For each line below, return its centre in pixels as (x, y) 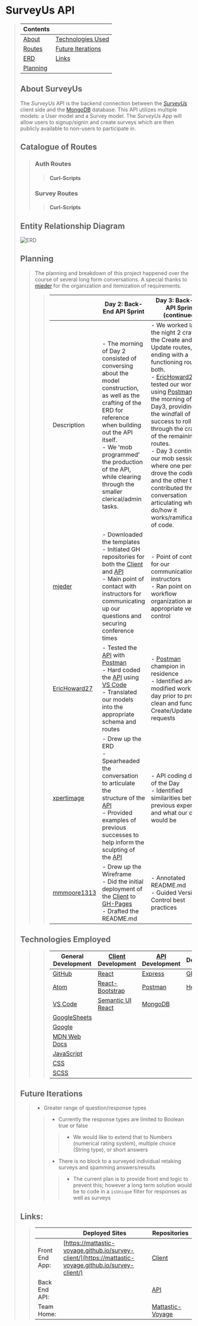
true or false (73, 1126)
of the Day (165, 783)
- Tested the (119, 648)
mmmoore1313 (74, 893)
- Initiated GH (121, 549)
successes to (121, 835)
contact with (119, 586)
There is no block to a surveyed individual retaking (120, 1161)
